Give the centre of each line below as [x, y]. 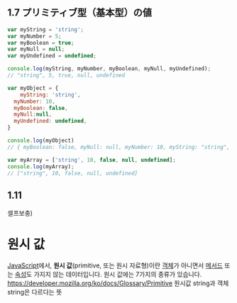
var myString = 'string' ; [45, 29]
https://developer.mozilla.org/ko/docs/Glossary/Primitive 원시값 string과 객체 [118, 283]
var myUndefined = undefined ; [52, 56]
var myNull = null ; [36, 49]
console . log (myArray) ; [41, 166]
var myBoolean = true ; [41, 43]
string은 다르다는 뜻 [35, 292]
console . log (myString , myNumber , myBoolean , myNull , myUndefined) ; [109, 69]
